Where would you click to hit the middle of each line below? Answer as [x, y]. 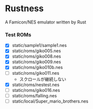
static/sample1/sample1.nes [39, 45]
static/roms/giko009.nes [37, 62]
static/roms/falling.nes [34, 95]
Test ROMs [18, 35]
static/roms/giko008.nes [37, 56]
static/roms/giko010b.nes [37, 67]
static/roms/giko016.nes [36, 90]
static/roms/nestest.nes [36, 85]
